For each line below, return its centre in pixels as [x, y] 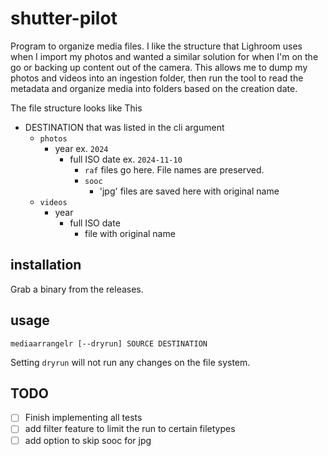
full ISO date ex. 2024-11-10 [126, 159]
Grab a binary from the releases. [77, 289]
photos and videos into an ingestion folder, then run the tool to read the [157, 78]
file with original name [130, 233]
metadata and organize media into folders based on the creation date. [154, 88]
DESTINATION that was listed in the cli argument [124, 127]
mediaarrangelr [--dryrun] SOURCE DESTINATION [109, 343]
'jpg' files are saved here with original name [189, 191]
